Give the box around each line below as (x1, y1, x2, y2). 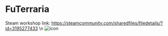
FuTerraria (5, 3, 50, 15)
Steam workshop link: (5, 20, 51, 26)
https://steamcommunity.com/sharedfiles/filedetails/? (51, 20, 163, 26)
